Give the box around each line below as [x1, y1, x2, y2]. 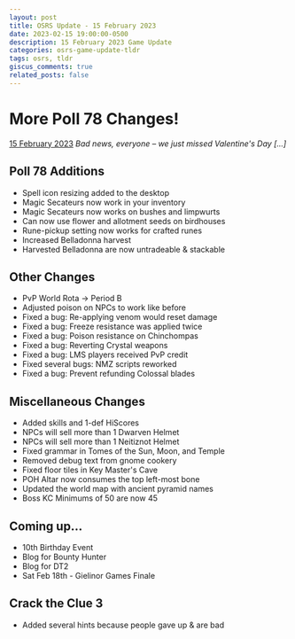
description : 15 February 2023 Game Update [9, 37, 173, 47]
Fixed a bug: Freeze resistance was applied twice [21, 321, 203, 332]
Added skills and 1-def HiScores [21, 417, 140, 428]
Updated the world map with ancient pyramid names [21, 484, 214, 495]
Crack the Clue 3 [9, 596, 104, 612]
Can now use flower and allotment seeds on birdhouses [21, 215, 226, 226]
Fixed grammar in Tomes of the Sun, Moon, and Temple [21, 446, 226, 456]
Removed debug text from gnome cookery [21, 456, 177, 466]
